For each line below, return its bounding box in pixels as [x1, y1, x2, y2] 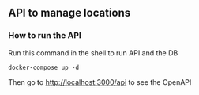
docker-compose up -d [8, 63, 80, 71]
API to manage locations [8, 6, 131, 20]
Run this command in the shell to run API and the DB [8, 47, 178, 58]
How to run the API [8, 30, 81, 41]
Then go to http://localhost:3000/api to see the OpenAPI [8, 77, 192, 86]
